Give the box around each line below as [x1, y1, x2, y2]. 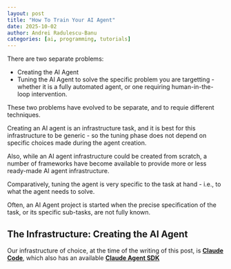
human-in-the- [171, 83, 214, 91]
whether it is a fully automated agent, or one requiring [17, 83, 170, 91]
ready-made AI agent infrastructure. [7, 167, 110, 175]
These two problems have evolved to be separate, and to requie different [7, 103, 215, 112]
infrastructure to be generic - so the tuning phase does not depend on [7, 132, 207, 140]
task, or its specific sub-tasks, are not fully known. [7, 208, 151, 217]
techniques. [7, 111, 41, 119]
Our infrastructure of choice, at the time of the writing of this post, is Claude [7, 246, 224, 255]
